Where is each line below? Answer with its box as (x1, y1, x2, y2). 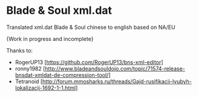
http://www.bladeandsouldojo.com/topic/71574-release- (45, 64, 186, 72)
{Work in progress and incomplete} (6, 35, 94, 42)
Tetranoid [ (15, 78, 43, 85)
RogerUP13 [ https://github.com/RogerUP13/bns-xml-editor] (15, 58, 163, 66)
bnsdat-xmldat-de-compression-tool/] (15, 71, 111, 78)
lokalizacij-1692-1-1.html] (15, 84, 78, 91)
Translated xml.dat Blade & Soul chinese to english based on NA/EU (6, 23, 176, 31)
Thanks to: (6, 46, 33, 54)
